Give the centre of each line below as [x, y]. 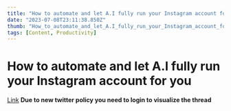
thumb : [16, 26]
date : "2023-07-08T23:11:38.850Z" [57, 20]
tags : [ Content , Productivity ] [52, 33]
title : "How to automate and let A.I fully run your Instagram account [112, 13]
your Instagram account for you [99, 81]
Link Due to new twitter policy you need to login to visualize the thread [109, 100]
